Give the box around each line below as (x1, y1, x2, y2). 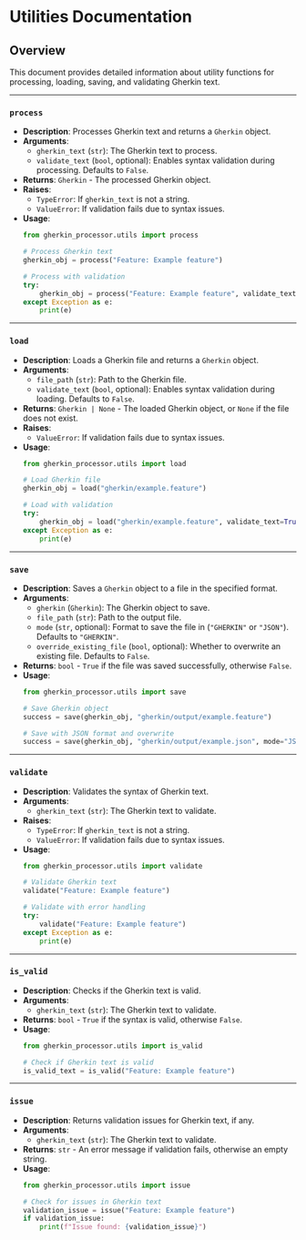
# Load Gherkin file (22, 475, 101, 484)
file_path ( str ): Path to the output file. (36, 612, 182, 623)
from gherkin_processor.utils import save (22, 687, 187, 696)
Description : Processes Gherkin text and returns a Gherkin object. (22, 126, 271, 137)
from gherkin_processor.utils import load (22, 459, 187, 468)
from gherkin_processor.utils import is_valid (22, 1041, 203, 1051)
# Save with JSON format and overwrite (22, 728, 175, 738)
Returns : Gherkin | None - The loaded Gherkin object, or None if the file (22, 402, 290, 413)
